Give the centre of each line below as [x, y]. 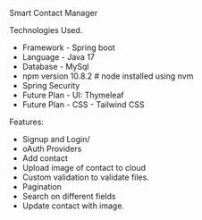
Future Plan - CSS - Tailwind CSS [83, 105]
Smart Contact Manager [54, 13]
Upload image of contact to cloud [84, 168]
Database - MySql [55, 67]
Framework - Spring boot [69, 47]
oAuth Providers [52, 148]
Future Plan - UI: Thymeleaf [73, 95]
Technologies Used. [46, 30]
